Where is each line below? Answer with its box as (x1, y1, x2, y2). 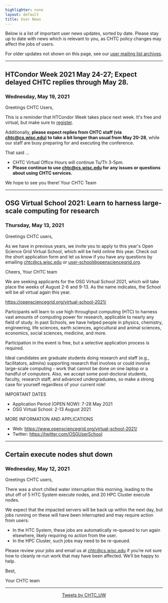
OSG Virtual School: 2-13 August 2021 (12, 406, 91, 412)
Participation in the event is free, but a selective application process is (5, 339, 149, 345)
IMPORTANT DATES (5, 391, 46, 397)
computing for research (23, 207, 99, 215)
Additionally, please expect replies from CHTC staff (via (5, 129, 122, 136)
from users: (5, 518, 29, 524)
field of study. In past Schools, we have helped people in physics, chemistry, (5, 319, 163, 325)
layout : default (5, 12, 39, 17)
